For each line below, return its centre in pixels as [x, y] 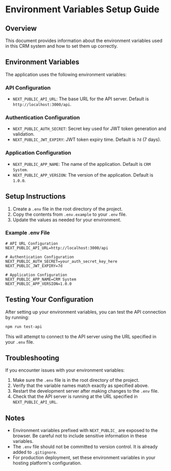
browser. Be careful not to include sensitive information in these [80, 436]
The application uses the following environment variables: [66, 74]
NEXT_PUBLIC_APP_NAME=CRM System [41, 279]
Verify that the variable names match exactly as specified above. [81, 386]
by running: [17, 317]
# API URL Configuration [32, 243]
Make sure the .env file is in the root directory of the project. [76, 380]
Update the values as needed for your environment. [67, 220]
